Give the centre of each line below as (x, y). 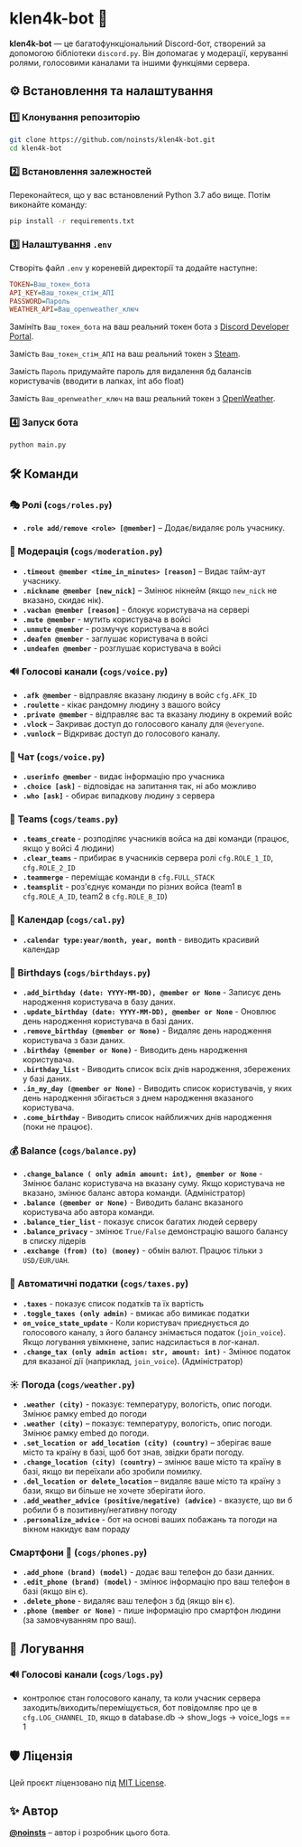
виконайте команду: (48, 204)
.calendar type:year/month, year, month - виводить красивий (141, 939)
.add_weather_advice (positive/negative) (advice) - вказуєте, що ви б (157, 1500)
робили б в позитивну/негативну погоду (100, 1510)
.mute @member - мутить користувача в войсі (106, 619)
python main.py (38, 445)
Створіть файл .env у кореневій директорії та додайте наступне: (133, 268)
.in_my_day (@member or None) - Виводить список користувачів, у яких (157, 1088)
